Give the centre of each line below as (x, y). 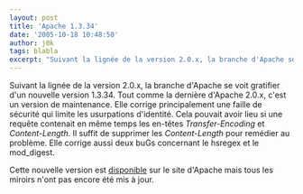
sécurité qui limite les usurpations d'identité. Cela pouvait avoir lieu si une (146, 114)
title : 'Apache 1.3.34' (54, 26)
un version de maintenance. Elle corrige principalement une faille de (136, 104)
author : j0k (32, 43)
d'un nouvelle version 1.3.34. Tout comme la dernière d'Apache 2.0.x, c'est (148, 95)
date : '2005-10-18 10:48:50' (64, 34)
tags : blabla (34, 51)
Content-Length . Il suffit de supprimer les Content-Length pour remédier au (150, 133)
